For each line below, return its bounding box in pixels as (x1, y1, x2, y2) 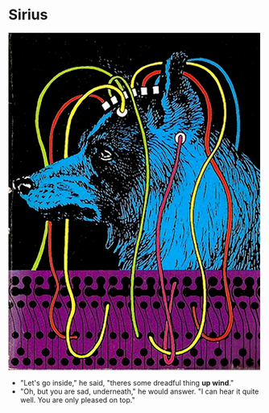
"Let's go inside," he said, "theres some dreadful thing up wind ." (19, 378, 234, 388)
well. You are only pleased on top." (19, 395, 135, 405)
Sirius (8, 6, 48, 24)
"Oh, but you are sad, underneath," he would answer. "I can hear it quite (19, 386, 259, 396)
